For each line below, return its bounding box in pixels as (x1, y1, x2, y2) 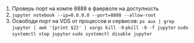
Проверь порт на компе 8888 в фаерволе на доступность (11, 5, 159, 12)
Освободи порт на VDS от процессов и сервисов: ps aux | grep (11, 18, 174, 24)
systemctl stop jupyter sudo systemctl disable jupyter (11, 31, 152, 37)
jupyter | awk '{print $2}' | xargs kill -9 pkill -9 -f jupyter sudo (11, 25, 189, 31)
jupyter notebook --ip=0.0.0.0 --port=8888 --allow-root (11, 12, 157, 18)
